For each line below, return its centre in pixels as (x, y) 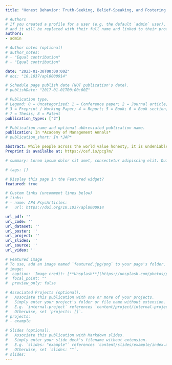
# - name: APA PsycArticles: (36, 203)
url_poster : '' (21, 231)
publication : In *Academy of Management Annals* (58, 132)
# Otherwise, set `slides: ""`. (42, 350)
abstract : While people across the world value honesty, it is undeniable (87, 147)
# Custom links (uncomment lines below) (49, 193)
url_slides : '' (21, 241)
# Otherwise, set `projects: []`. (44, 312)
